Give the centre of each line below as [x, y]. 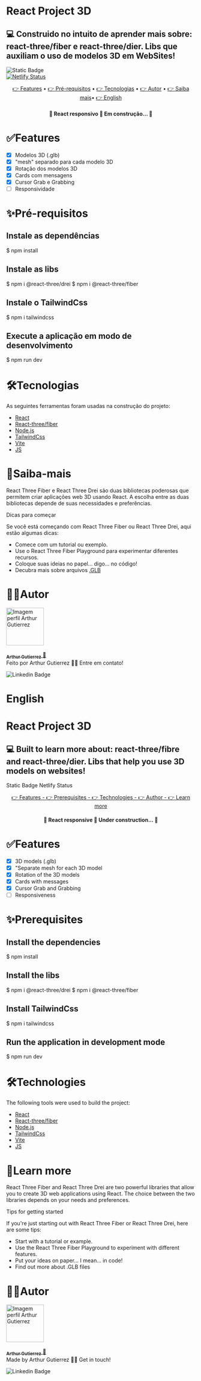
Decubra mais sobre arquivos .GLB [58, 570]
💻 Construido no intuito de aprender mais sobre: [99, 34]
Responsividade [35, 189]
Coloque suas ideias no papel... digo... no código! [76, 564]
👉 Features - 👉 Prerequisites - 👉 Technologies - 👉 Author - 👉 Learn [101, 797]
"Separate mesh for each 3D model [58, 868]
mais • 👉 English [101, 98]
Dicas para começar [31, 515]
